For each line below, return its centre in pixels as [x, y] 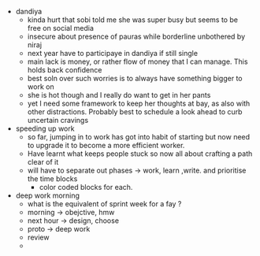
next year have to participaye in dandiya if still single [113, 53]
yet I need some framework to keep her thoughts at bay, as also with [139, 103]
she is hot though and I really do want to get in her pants [119, 95]
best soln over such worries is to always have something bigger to [135, 78]
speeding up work [45, 128]
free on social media [61, 28]
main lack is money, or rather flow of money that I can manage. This [137, 61]
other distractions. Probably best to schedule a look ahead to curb [135, 112]
